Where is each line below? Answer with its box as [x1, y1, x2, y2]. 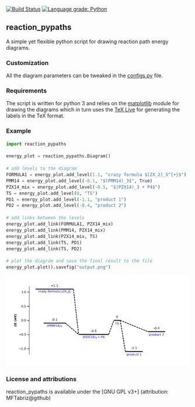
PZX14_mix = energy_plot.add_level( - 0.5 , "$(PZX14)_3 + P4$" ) [6, 184, 161, 190]
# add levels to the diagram [6, 165, 77, 172]
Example [6, 127, 32, 135]
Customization [6, 58, 49, 67]
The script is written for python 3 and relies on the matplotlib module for [6, 100, 179, 107]
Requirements [6, 87, 47, 95]
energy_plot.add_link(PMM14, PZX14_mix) [6, 227, 106, 233]
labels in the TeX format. [6, 112, 65, 119]
